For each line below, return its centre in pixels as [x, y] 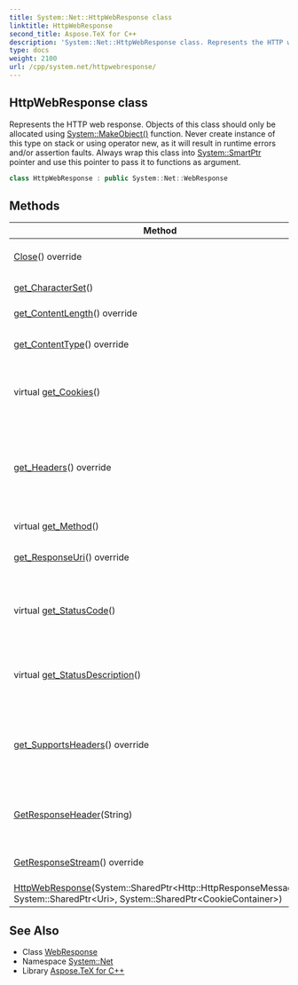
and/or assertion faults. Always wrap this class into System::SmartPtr [135, 153]
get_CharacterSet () [54, 288]
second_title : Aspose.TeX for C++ [73, 34]
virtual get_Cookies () [57, 392]
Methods [35, 205]
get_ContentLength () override [75, 313]
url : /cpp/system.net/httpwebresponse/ [83, 67]
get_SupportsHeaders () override [81, 745]
